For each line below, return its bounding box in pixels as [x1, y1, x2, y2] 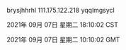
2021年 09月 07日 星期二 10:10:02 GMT [6, 35, 120, 44]
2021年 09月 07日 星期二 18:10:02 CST [6, 20, 118, 29]
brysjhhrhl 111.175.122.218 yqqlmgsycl [6, 6, 115, 14]
